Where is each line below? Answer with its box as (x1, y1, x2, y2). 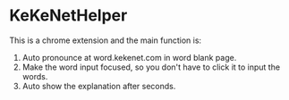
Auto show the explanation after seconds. (21, 80, 176, 91)
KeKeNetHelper (9, 5, 128, 26)
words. (21, 71, 48, 81)
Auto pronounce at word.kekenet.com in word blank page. (21, 52, 237, 62)
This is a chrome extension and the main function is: (9, 35, 202, 46)
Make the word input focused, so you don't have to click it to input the (21, 62, 280, 72)
